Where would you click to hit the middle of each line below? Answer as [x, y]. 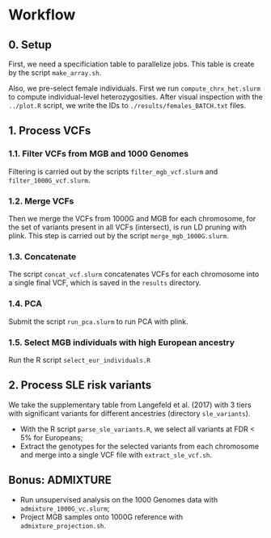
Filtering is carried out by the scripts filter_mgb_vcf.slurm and [113, 171]
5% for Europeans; [51, 437]
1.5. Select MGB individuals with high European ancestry [122, 343]
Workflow [42, 15]
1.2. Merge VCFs [41, 201]
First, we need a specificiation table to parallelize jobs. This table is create [131, 64]
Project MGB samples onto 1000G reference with [102, 517]
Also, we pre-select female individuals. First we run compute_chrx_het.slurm [135, 88]
